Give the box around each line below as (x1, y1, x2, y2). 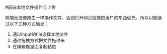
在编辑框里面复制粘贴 (12, 44, 56, 49)
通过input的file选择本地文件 (12, 31, 69, 37)
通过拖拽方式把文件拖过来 (12, 37, 65, 43)
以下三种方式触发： (9, 21, 49, 27)
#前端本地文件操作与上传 (5, 4, 56, 10)
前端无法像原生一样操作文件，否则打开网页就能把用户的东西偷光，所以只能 (5, 15, 158, 21)
